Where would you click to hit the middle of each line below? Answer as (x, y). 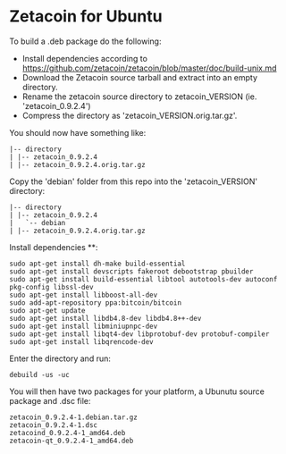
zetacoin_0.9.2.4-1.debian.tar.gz (74, 417)
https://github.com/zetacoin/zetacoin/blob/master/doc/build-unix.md (149, 68)
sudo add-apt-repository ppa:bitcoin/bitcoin (95, 303)
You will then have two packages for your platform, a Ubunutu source (137, 391)
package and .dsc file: (50, 400)
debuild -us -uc (39, 374)
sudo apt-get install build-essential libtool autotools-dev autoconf (143, 279)
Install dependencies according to (84, 58)
